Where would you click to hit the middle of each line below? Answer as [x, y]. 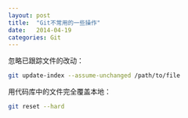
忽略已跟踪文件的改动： [46, 61]
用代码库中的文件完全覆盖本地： [60, 92]
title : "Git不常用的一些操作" [54, 23]
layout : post [29, 15]
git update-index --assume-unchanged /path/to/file [94, 76]
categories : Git [34, 37]
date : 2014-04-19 [40, 30]
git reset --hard [36, 107]
